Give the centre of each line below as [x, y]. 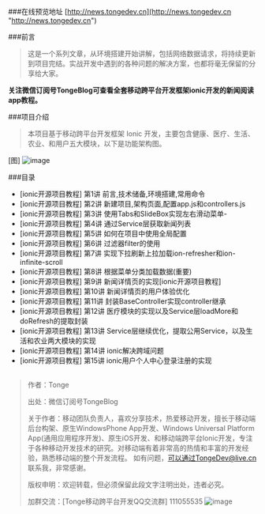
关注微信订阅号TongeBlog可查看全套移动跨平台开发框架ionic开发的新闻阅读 [131, 90]
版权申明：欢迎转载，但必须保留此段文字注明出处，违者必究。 [128, 485]
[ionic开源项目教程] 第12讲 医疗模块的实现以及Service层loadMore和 [129, 311]
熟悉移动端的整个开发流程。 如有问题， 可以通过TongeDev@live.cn [149, 458]
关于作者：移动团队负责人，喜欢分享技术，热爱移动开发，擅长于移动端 [142, 418]
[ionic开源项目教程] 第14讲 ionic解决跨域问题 [91, 351]
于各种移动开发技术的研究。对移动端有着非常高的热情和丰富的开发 [134, 448]
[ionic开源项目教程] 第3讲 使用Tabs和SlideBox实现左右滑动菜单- [123, 214]
